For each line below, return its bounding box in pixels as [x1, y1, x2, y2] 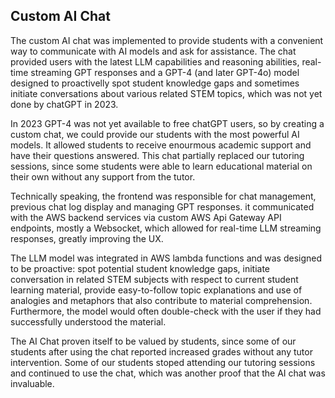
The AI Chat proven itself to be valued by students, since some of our [10, 335, 297, 347]
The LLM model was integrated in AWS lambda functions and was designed [10, 252, 323, 264]
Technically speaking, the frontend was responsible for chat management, [10, 190, 317, 202]
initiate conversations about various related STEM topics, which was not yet [10, 87, 323, 99]
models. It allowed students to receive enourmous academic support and [10, 139, 312, 151]
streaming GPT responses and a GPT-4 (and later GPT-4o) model [30, 66, 300, 78]
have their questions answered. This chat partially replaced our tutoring [10, 149, 305, 161]
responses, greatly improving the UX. [10, 232, 164, 244]
